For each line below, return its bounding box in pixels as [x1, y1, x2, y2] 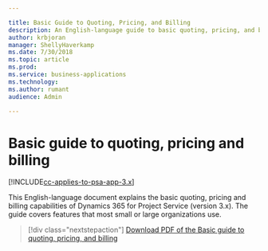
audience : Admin [8, 92, 62, 100]
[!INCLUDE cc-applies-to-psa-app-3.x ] [8, 177, 135, 187]
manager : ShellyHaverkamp [8, 41, 94, 49]
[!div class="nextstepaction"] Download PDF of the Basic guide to [27, 225, 245, 235]
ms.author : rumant [8, 85, 69, 93]
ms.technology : [8, 77, 59, 86]
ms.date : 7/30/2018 [8, 49, 73, 57]
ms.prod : [8, 63, 37, 72]
